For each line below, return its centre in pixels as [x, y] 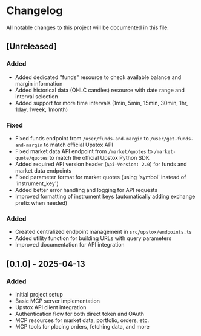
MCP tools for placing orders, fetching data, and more [82, 326]
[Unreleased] [32, 46]
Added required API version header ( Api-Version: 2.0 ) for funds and [101, 164]
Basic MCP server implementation [57, 301]
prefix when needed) [41, 203]
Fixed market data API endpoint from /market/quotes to [84, 151]
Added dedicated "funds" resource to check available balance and [98, 77]
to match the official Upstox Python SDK [99, 157]
